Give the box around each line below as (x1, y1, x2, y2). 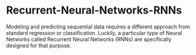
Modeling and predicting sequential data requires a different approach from (6, 23, 191, 30)
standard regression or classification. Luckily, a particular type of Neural (6, 29, 182, 36)
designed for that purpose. (6, 42, 72, 49)
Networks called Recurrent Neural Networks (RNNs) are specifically (6, 35, 172, 43)
